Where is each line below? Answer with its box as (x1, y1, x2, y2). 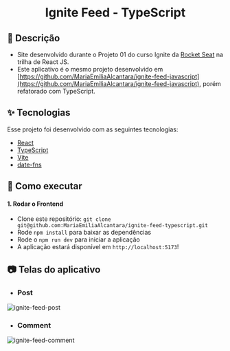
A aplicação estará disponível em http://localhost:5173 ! (16, 243, 179, 251)
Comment (16, 321, 51, 330)
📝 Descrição (7, 32, 60, 44)
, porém (198, 80, 222, 87)
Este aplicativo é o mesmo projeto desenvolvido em (16, 65, 163, 73)
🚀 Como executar (7, 180, 82, 192)
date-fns (16, 160, 43, 169)
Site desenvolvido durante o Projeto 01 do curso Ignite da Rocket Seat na (16, 50, 224, 58)
